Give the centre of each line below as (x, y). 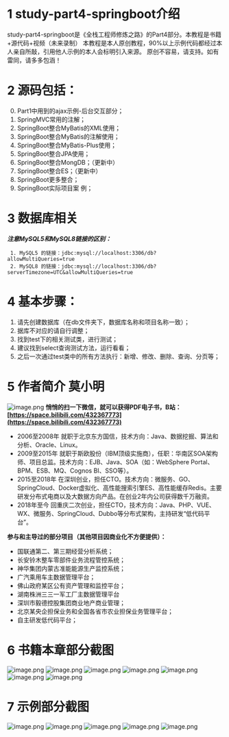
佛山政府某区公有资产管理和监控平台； (71, 585)
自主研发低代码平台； (47, 620)
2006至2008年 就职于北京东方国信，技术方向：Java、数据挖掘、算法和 (118, 436)
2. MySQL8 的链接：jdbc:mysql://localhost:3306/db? (83, 266)
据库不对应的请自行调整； (53, 330)
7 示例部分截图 (48, 706)
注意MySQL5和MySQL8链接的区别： (59, 238)
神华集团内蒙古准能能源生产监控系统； (71, 568)
